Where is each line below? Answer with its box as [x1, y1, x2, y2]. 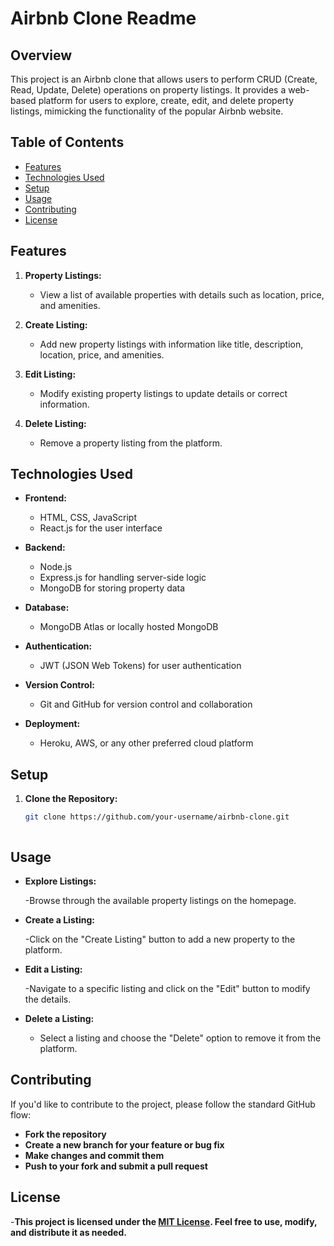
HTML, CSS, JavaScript [39, 512, 137, 524]
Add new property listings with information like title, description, [39, 338, 304, 350]
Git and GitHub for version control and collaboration [39, 698, 253, 711]
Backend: [24, 542, 66, 554]
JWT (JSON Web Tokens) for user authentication [39, 660, 242, 672]
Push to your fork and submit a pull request [24, 1160, 208, 1172]
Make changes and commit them [24, 1149, 165, 1161]
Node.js [39, 561, 73, 573]
